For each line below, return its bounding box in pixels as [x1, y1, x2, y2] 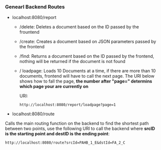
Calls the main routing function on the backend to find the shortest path [5, 121, 149, 127]
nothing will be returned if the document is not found [19, 59, 126, 64]
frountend [19, 29, 40, 35]
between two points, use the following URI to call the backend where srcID [5, 126, 155, 131]
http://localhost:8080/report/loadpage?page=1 [19, 103, 116, 107]
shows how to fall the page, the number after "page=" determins [19, 78, 152, 84]
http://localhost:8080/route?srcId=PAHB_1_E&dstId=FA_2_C [5, 140, 125, 145]
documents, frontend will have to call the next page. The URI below [19, 73, 155, 79]
